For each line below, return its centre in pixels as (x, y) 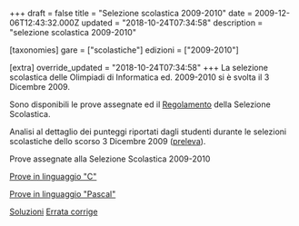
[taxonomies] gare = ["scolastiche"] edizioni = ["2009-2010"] (124, 50)
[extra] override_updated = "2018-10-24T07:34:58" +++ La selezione (139, 68)
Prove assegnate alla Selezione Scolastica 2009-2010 (110, 159)
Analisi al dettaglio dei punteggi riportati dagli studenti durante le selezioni (148, 132)
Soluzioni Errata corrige (54, 211)
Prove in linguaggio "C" (53, 177)
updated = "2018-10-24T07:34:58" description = (172, 23)
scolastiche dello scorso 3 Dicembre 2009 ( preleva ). (108, 141)
